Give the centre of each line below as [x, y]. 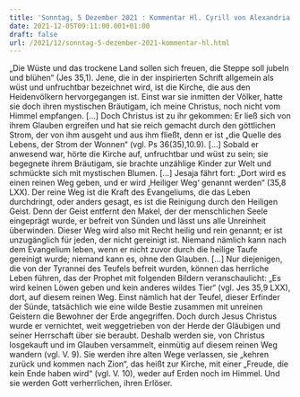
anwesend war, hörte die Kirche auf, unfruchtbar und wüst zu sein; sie [139, 154]
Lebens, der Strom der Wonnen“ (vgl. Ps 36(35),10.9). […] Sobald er [134, 145]
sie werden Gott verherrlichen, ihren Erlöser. [91, 384]
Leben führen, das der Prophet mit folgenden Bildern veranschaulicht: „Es [146, 278]
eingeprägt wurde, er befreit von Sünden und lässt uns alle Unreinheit [138, 221]
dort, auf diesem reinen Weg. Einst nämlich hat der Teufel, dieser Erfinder [145, 297]
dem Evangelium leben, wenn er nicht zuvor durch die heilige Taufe [133, 250]
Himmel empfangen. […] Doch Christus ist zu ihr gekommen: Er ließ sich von [150, 116]
